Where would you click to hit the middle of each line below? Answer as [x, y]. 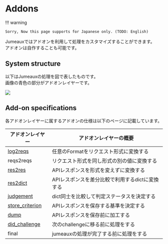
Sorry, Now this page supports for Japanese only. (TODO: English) [77, 31]
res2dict [17, 183]
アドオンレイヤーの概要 [106, 138]
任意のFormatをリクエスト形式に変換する [100, 151]
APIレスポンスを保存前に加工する [91, 215]
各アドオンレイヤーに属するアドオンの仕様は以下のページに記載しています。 [84, 121]
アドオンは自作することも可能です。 [42, 47]
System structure [33, 64]
